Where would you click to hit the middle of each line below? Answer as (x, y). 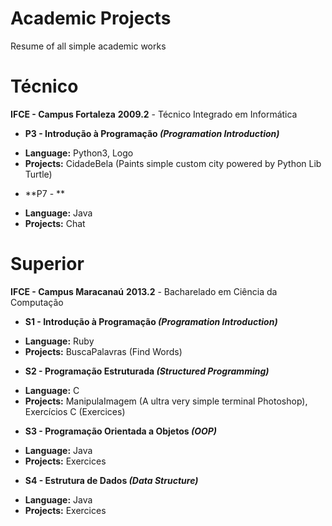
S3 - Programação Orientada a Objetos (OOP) (121, 431)
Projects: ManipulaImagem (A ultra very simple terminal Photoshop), (166, 401)
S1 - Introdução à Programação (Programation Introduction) (151, 321)
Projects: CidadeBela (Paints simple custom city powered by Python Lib (173, 163)
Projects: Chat (55, 223)
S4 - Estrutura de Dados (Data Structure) (111, 480)
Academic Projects (91, 18)
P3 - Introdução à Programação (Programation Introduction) (152, 133)
